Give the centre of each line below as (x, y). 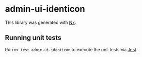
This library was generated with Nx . (40, 22)
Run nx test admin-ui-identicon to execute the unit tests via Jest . (71, 49)
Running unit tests (33, 38)
